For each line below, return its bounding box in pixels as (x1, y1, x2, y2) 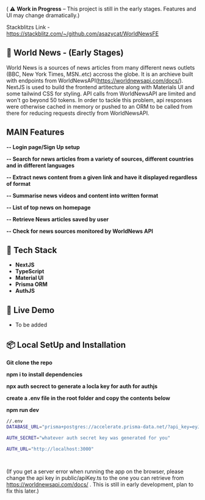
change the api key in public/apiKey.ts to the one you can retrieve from (6, 474, 184, 482)
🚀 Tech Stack (6, 245, 57, 256)
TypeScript (15, 268, 45, 275)
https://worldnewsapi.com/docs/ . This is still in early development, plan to (6, 481, 194, 488)
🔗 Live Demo (6, 305, 55, 315)
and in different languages (6, 161, 75, 169)
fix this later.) (6, 487, 40, 494)
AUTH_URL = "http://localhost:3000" (6, 446, 95, 452)
